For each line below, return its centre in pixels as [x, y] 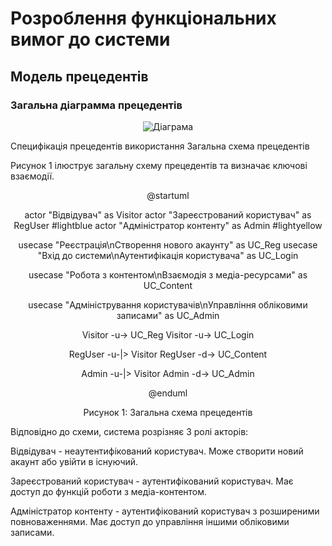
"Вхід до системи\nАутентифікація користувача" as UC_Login [168, 255]
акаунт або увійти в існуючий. [74, 461]
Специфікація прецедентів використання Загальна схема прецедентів [160, 146]
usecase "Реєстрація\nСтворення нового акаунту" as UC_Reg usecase [168, 244]
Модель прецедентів [79, 76]
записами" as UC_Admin [168, 315]
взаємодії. [32, 176]
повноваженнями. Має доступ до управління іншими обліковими [150, 521]
